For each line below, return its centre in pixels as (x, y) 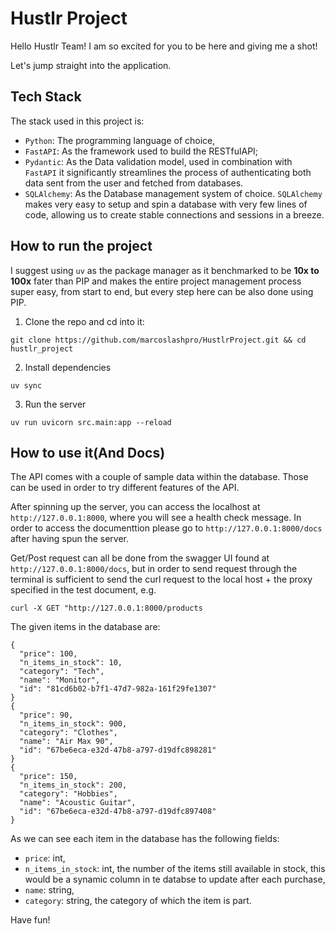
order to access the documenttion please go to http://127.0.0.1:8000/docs (166, 528)
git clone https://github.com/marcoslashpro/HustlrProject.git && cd (158, 340)
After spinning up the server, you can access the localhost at (135, 507)
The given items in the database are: (85, 627)
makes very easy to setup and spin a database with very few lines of (166, 204)
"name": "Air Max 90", (66, 742)
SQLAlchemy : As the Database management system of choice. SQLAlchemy (173, 193)
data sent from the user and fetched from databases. (134, 183)
